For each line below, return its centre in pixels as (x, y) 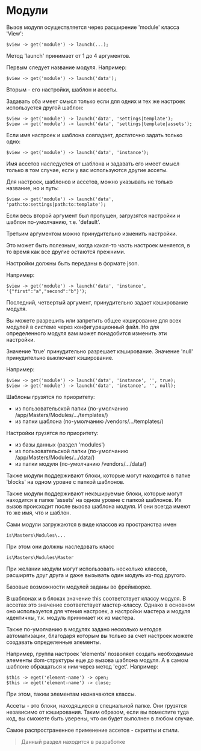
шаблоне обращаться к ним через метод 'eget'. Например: (82, 666)
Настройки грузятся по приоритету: (52, 433)
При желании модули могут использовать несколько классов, (87, 569)
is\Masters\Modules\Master (40, 557)
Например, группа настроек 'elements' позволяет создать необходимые (100, 654)
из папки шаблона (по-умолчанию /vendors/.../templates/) (89, 421)
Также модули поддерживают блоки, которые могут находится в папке (98, 475)
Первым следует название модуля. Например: (66, 67)
